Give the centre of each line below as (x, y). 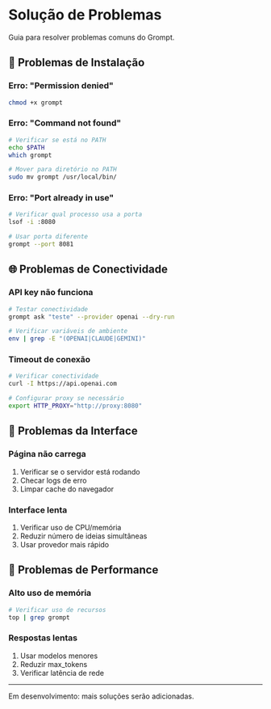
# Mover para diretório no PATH (63, 170)
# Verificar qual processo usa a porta (75, 215)
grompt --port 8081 (41, 244)
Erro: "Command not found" (65, 123)
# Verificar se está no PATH (57, 140)
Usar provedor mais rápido (65, 544)
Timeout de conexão (50, 360)
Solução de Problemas (85, 15)
